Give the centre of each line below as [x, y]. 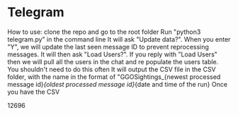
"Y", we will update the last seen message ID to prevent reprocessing [108, 47]
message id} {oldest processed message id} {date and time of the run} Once [118, 84]
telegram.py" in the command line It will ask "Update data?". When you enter [119, 39]
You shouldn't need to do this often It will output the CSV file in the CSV [112, 69]
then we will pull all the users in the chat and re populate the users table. [113, 61]
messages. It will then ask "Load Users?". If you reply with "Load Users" [113, 54]
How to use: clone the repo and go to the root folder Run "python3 [104, 32]
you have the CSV [34, 92]
